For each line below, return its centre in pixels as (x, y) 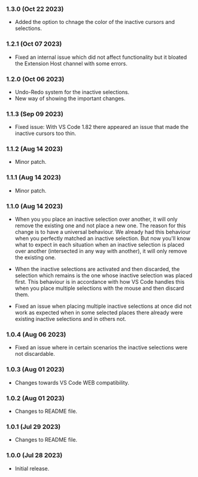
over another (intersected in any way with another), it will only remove (101, 251)
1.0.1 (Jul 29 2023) (33, 427)
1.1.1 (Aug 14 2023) (34, 178)
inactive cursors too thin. (45, 133)
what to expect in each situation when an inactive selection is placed (99, 245)
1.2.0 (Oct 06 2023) (35, 79)
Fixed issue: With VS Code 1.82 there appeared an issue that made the (102, 127)
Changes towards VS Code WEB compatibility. (72, 382)
